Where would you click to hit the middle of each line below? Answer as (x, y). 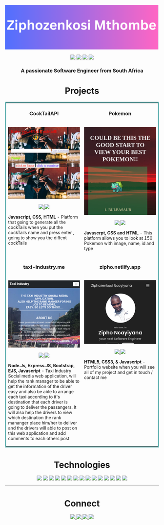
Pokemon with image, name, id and (119, 243)
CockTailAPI (44, 114)
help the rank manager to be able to (44, 381)
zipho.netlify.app (120, 267)
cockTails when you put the (36, 227)
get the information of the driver (40, 386)
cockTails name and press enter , (41, 232)
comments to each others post (39, 438)
